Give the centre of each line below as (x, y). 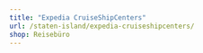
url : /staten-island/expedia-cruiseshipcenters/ (102, 26)
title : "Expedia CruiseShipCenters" (78, 18)
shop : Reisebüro (40, 34)
